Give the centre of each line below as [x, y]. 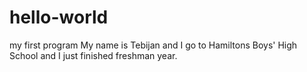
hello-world [59, 17]
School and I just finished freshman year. [93, 55]
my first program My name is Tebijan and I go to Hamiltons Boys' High [153, 45]
